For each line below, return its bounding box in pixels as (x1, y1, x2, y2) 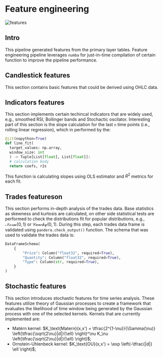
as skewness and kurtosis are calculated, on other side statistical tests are (5, 210, 155, 216)
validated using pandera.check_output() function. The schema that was (5, 227, 148, 232)
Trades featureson (5, 192, 62, 201)
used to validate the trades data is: (5, 232, 75, 238)
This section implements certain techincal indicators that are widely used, (5, 111, 153, 117)
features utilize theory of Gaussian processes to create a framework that (5, 300, 151, 306)
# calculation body (9, 159, 49, 164)
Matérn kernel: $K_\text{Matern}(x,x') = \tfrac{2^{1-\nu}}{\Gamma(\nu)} (12, 325, 156, 331)
